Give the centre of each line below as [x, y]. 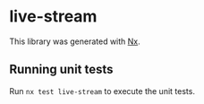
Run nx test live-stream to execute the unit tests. [102, 91]
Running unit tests [61, 69]
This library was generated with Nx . [75, 41]
